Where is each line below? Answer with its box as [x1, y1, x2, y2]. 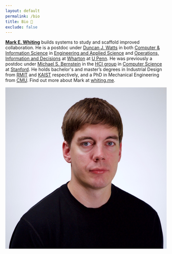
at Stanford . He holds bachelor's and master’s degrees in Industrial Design [5, 67, 162, 73]
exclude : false [5, 25, 38, 30]
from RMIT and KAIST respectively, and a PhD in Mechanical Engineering [5, 72, 160, 78]
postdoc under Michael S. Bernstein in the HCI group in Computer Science [5, 61, 162, 67]
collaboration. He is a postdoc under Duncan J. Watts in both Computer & [5, 45, 160, 51]
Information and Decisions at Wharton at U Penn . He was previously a [5, 55, 153, 61]
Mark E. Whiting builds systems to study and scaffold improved [5, 39, 140, 46]
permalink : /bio [5, 13, 40, 19]
